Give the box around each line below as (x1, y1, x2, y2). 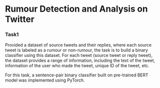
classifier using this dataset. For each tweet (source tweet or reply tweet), (5, 53, 153, 58)
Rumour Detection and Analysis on (5, 3, 148, 15)
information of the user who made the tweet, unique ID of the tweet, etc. (5, 63, 149, 69)
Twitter (5, 14, 35, 25)
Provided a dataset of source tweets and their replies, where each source (5, 42, 152, 48)
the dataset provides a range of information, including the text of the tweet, (5, 57, 155, 64)
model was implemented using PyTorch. (5, 77, 85, 83)
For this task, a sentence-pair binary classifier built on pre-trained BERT (5, 72, 149, 78)
